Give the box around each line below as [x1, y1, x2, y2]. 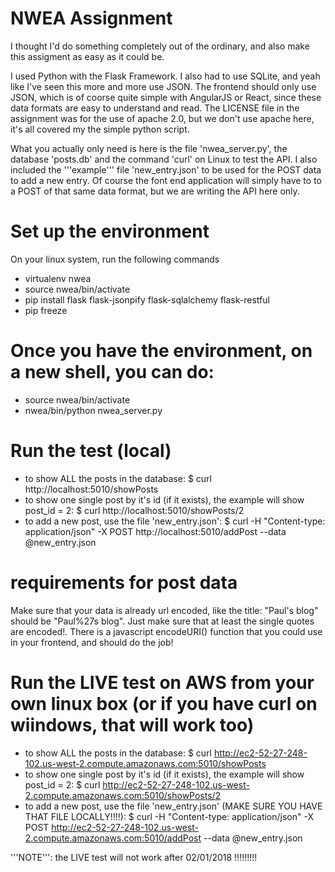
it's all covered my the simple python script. [10, 123, 190, 135]
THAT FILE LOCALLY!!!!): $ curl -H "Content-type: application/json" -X [24, 810, 314, 822]
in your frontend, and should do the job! [10, 636, 174, 648]
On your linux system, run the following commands [10, 253, 220, 265]
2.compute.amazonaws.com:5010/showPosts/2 [24, 789, 222, 801]
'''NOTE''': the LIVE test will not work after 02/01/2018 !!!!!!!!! [10, 851, 258, 863]
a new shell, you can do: [10, 361, 215, 384]
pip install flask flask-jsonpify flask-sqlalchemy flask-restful [24, 293, 270, 306]
